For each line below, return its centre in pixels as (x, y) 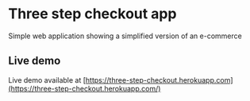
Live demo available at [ (47, 80)
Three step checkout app (92, 14)
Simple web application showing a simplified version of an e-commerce (125, 36)
